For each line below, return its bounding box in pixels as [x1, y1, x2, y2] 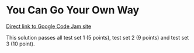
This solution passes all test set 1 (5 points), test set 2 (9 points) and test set [6, 34, 189, 41]
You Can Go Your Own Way [6, 3, 140, 17]
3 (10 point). [6, 40, 35, 47]
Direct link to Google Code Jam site [6, 23, 92, 30]
